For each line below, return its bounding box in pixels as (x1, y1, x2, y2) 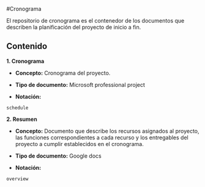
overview (6, 175, 29, 182)
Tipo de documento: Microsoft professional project (15, 81, 146, 88)
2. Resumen (6, 116, 38, 123)
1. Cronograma (6, 57, 45, 65)
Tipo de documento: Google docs (15, 152, 102, 159)
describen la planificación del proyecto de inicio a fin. (6, 24, 141, 31)
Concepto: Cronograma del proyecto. (15, 69, 111, 76)
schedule (6, 105, 29, 111)
